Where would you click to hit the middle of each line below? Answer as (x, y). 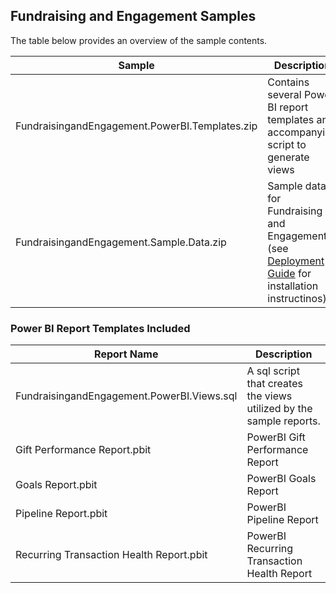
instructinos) (297, 298)
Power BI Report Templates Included (100, 328)
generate (288, 157)
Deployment (296, 261)
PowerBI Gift (276, 437)
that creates (274, 384)
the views (269, 396)
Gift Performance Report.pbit (83, 450)
